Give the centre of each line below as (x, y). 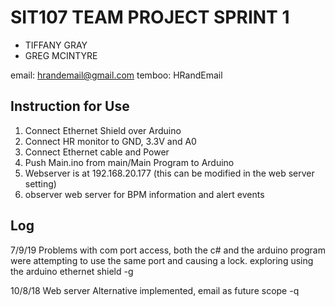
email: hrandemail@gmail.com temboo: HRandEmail (116, 75)
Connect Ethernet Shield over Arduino (103, 130)
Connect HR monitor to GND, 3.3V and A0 (110, 141)
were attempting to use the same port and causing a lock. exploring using (162, 260)
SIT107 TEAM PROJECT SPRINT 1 (150, 17)
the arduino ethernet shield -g (72, 271)
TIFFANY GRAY (56, 45)
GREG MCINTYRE (61, 55)
